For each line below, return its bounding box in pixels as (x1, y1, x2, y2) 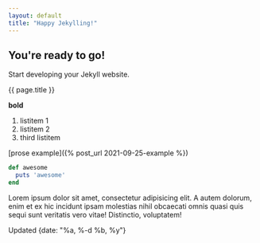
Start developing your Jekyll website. (8, 69, 130, 80)
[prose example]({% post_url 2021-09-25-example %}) (8, 148, 188, 158)
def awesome (8, 164, 48, 172)
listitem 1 (19, 116, 49, 126)
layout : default (8, 11, 62, 20)
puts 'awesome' (15, 171, 66, 179)
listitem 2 (19, 124, 50, 134)
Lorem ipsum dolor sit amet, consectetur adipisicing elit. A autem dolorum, (8, 193, 252, 202)
